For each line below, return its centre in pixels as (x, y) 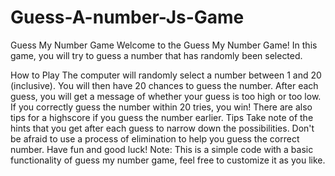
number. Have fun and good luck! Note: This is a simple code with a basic (162, 149)
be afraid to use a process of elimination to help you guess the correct (155, 138)
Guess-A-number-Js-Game (127, 17)
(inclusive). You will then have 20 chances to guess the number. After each (164, 85)
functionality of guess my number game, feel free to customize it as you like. (168, 160)
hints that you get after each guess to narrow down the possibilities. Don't (162, 128)
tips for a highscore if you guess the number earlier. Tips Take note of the (162, 117)
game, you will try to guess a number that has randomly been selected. (156, 55)
